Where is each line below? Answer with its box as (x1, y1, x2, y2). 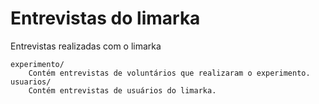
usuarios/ (10, 77, 52, 87)
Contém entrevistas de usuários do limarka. (28, 85, 217, 96)
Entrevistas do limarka (10, 7, 201, 30)
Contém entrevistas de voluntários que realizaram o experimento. (28, 68, 311, 78)
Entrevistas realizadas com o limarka (10, 40, 162, 52)
